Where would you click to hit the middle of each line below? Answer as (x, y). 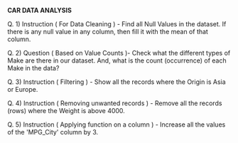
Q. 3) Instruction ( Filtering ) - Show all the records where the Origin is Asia (117, 82)
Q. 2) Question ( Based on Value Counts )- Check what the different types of (119, 53)
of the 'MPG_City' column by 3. (53, 132)
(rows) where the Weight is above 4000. (66, 111)
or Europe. (23, 89)
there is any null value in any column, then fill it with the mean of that (108, 32)
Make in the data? (33, 68)
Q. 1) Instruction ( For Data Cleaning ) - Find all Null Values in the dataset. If (117, 24)
